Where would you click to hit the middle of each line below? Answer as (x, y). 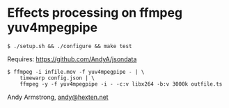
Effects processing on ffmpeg (95, 13)
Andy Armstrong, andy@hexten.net (58, 97)
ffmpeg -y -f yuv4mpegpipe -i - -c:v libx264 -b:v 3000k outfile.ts (121, 84)
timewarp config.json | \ (57, 78)
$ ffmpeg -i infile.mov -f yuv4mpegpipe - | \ (76, 72)
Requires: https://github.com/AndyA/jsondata (72, 59)
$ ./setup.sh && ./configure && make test (70, 46)
